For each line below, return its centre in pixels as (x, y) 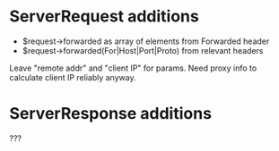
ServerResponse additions (111, 114)
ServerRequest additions (104, 17)
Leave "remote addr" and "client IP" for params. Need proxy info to (133, 68)
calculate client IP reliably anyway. (73, 77)
